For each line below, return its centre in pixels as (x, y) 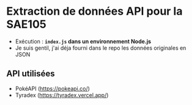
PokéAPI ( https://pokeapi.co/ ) (53, 88)
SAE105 (27, 24)
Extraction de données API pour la (94, 11)
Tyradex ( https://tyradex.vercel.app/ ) (62, 95)
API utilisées (31, 74)
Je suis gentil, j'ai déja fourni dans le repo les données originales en (101, 48)
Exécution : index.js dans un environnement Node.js (83, 41)
